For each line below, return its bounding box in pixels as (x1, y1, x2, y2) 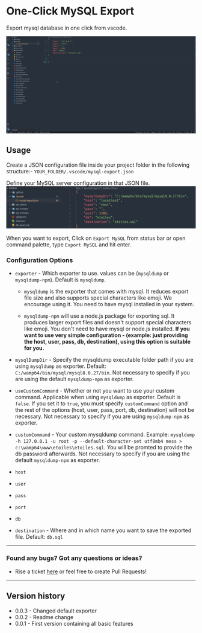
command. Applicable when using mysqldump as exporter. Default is (14, 394, 181, 401)
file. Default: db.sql (14, 533, 63, 541)
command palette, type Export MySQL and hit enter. (6, 241, 132, 248)
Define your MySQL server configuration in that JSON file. (6, 179, 150, 187)
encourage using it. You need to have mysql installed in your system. (23, 301, 194, 308)
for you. (23, 344, 44, 352)
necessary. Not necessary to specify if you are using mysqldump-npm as (14, 413, 189, 420)
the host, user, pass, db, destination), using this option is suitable (23, 338, 191, 345)
